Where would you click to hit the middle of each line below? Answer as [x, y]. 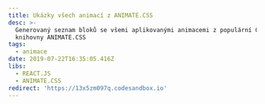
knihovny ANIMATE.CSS [51, 37]
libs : [17, 66]
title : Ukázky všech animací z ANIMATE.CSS [81, 15]
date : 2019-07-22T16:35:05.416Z [61, 59]
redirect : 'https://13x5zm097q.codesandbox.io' [88, 88]
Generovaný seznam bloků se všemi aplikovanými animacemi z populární [134, 30]
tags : [17, 45]
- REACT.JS [33, 74]
